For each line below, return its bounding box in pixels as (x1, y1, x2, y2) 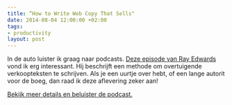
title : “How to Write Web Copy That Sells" (7, 10, 135, 17)
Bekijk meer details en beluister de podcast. (7, 90, 133, 99)
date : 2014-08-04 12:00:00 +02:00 (7, 17, 108, 23)
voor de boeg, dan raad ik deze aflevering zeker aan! (7, 77, 158, 85)
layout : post (7, 36, 45, 43)
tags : (7, 23, 23, 30)
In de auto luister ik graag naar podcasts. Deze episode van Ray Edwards (7, 55, 217, 63)
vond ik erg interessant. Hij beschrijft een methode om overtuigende (7, 62, 203, 70)
